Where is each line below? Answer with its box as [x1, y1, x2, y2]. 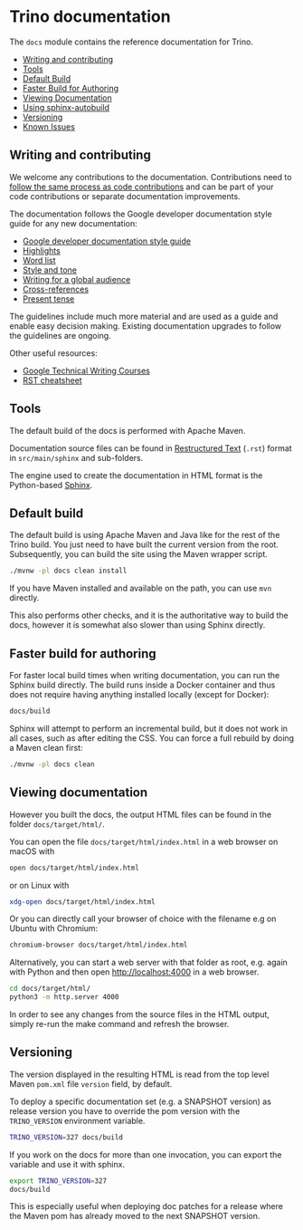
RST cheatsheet [22, 374, 83, 386]
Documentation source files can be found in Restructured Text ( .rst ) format [9, 442, 292, 454]
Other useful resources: [9, 347, 98, 359]
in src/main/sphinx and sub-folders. [9, 452, 144, 463]
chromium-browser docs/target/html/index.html [9, 940, 188, 950]
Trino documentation [9, 6, 171, 27]
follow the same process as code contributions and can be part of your [9, 181, 274, 192]
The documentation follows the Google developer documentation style [9, 208, 273, 219]
